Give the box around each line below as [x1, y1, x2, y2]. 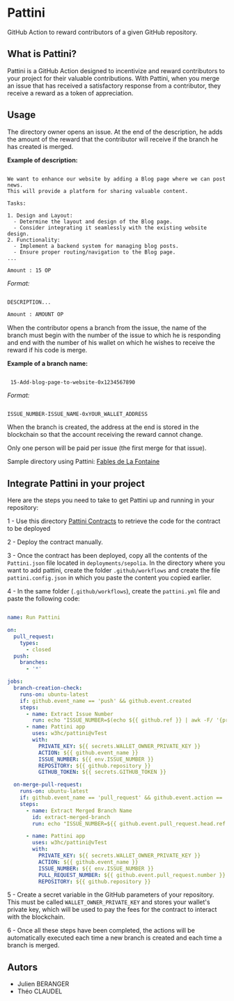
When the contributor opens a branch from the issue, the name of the [7, 324, 207, 332]
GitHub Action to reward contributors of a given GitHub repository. [7, 28, 198, 36]
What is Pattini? [7, 48, 77, 60]
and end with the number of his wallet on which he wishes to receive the [7, 339, 215, 347]
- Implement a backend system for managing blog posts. [13, 242, 179, 249]
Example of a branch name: [7, 359, 88, 368]
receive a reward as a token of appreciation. [7, 88, 134, 97]
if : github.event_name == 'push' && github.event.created [19, 697, 192, 704]
